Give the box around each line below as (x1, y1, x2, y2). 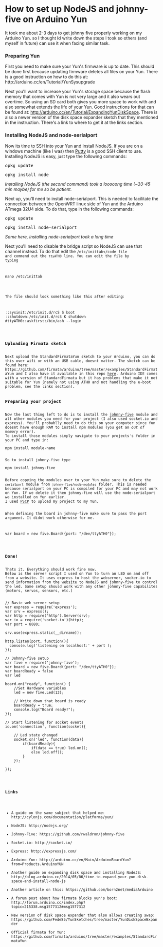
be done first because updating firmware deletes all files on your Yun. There (5, 69, 158, 75)
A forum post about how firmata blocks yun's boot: (11, 896, 118, 901)
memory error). (5, 429, 36, 434)
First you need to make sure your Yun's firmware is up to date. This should (5, 63, 155, 69)
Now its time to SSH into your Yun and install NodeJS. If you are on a (5, 143, 143, 149)
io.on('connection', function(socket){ (5, 724, 86, 730)
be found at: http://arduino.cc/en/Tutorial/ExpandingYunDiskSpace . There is (5, 109, 158, 115)
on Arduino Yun (22, 14, 88, 25)
